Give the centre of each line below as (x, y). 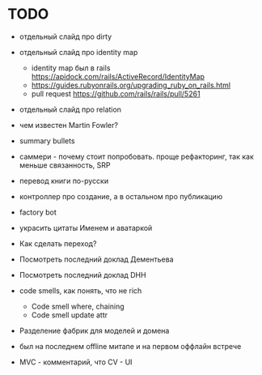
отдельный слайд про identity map (78, 52)
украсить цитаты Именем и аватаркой (86, 228)
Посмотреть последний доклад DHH (82, 275)
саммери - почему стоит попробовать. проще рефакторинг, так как (136, 156)
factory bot (38, 212)
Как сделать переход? (58, 243)
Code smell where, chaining (78, 306)
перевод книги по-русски (64, 181)
